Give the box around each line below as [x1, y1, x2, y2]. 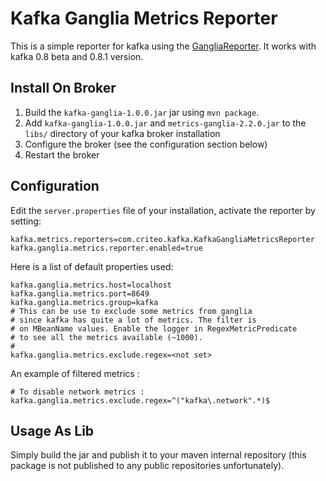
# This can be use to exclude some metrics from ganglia [10, 306, 253, 316]
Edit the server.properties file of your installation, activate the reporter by [10, 204, 316, 216]
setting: [10, 215, 42, 227]
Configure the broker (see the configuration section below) [24, 138, 268, 150]
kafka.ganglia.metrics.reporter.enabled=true [10, 243, 203, 253]
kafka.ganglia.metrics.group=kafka [10, 297, 159, 307]
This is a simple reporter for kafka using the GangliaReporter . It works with [10, 40, 317, 52]
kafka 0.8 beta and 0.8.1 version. [10, 50, 144, 62]
